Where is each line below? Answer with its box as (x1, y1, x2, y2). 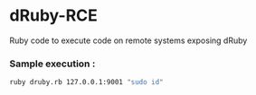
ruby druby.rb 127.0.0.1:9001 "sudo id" (9, 78, 165, 87)
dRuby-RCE (9, 5, 98, 26)
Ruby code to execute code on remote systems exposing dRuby (9, 35, 248, 46)
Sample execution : (9, 57, 96, 70)
